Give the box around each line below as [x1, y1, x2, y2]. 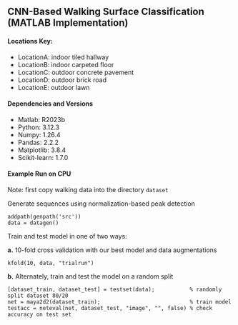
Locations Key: [7, 36, 54, 45]
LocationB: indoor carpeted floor [17, 60, 114, 69]
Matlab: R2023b [17, 115, 66, 124]
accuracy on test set [7, 311, 72, 318]
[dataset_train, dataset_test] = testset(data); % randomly [7, 286, 222, 293]
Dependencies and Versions [7, 99, 94, 108]
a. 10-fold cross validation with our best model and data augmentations [7, 246, 217, 254]
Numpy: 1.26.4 [17, 130, 61, 139]
